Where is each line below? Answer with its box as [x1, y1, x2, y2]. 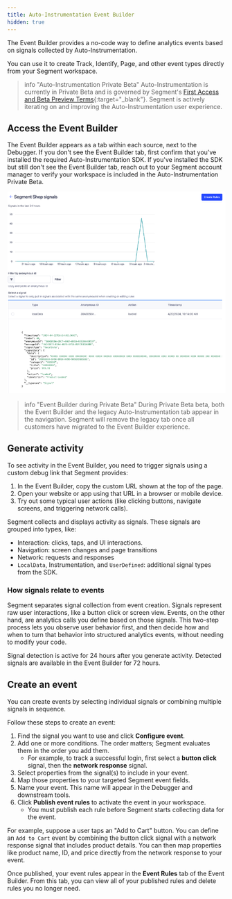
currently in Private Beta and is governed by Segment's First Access [24, 88, 220, 96]
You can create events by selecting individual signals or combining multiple [7, 697, 222, 705]
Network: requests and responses [17, 553, 114, 561]
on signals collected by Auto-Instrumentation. [7, 46, 138, 54]
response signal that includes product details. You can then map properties [7, 841, 222, 849]
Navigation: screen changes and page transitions [17, 545, 158, 554]
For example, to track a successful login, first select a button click [27, 754, 217, 762]
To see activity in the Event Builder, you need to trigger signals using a [7, 461, 208, 469]
